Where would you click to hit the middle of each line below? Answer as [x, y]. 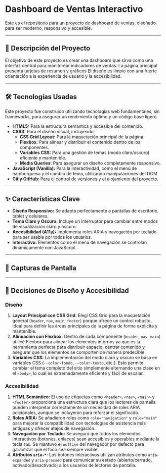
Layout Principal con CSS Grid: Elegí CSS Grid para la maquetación [81, 315]
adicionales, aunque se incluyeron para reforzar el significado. [76, 413]
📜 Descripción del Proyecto [48, 48]
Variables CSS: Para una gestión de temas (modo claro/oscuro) [84, 153]
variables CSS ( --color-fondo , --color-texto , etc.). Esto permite [78, 363]
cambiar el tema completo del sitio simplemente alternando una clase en [86, 368]
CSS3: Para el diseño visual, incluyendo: [54, 131]
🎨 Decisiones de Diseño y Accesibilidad [67, 290]
